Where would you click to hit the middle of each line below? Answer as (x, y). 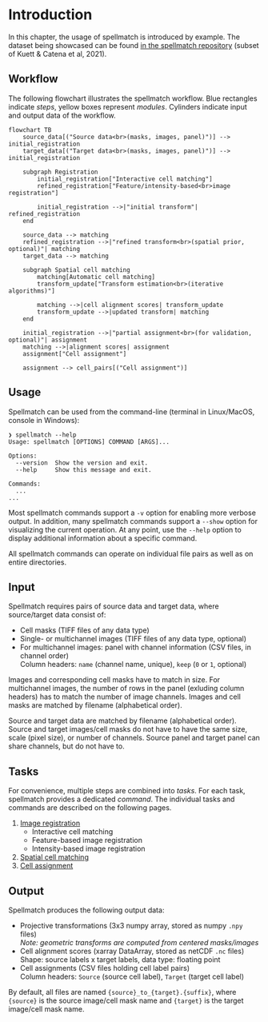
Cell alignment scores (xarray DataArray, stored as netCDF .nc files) (132, 951)
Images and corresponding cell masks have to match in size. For (114, 680)
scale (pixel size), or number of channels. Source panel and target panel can (134, 738)
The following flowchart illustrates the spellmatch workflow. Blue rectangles (133, 98)
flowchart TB (30, 130)
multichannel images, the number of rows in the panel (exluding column (126, 689)
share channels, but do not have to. (67, 746)
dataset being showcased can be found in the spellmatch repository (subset (134, 45)
